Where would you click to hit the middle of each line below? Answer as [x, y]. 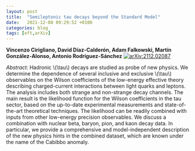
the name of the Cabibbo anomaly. [48, 142]
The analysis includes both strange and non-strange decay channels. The [95, 92]
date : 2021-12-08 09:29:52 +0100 [49, 22]
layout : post [22, 11]
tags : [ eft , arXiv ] [28, 33]
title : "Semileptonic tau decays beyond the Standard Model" [83, 17]
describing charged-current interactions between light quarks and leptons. [96, 86]
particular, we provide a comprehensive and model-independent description [98, 130]
